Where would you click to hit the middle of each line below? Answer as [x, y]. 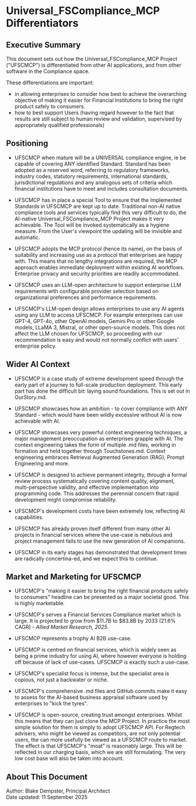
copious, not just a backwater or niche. [61, 680]
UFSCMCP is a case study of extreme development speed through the [99, 378]
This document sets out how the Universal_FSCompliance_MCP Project [92, 59]
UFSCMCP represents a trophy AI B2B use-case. [73, 639]
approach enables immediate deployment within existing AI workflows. [99, 267]
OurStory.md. [31, 397]
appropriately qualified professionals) [60, 125]
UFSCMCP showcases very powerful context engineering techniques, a [101, 432]
